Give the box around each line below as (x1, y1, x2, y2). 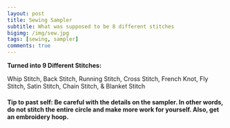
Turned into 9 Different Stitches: (7, 62, 102, 69)
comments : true (7, 42, 51, 49)
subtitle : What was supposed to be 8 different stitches (7, 23, 175, 30)
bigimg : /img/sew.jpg (7, 29, 70, 37)
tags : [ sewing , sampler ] (7, 36, 79, 43)
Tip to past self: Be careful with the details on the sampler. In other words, (7, 98, 223, 106)
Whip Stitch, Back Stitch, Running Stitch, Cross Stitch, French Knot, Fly (7, 75, 209, 83)
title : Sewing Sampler (7, 17, 73, 24)
